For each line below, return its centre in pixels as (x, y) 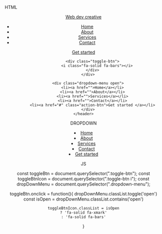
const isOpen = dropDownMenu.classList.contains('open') (83, 199)
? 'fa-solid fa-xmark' (83, 212)
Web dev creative (83, 17)
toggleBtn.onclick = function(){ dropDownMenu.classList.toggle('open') (83, 194)
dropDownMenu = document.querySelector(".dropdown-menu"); (83, 184)
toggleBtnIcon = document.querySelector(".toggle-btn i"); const (83, 179)
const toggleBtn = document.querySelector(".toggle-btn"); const (83, 173)
